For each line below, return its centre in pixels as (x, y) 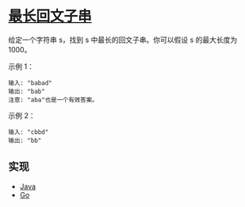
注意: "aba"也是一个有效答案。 (53, 100)
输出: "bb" (25, 140)
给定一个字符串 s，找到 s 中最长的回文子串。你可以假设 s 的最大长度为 (123, 40)
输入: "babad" (31, 83)
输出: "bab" (27, 91)
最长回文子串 (50, 16)
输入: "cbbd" (29, 132)
